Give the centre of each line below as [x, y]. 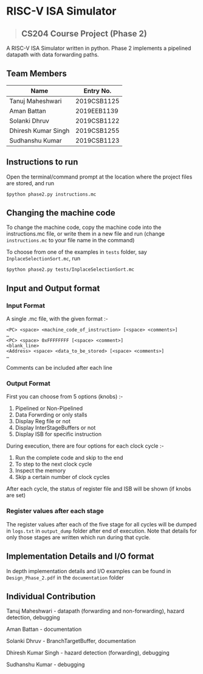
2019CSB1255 [98, 131]
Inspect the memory [40, 471]
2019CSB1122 [98, 121]
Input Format [26, 305]
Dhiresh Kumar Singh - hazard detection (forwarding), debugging [88, 653]
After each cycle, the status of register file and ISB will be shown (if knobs [99, 489]
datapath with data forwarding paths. [53, 55]
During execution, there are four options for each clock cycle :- [85, 446]
